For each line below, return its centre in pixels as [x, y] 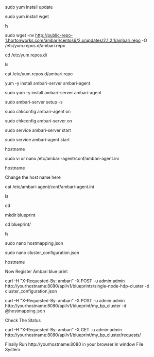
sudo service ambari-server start [38, 130]
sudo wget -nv [20, 35]
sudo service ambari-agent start [37, 140]
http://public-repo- [54, 35]
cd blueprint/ [18, 224]
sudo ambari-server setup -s [34, 102]
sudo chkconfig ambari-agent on [38, 111]
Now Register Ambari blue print [36, 271]
